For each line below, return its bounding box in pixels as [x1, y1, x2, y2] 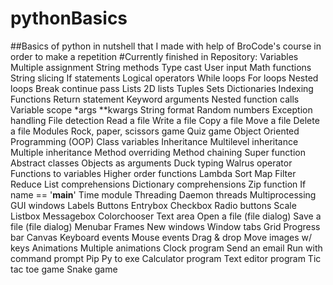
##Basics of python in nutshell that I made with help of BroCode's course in [10, 40, 322, 52]
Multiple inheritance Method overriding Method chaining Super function [10, 146, 306, 158]
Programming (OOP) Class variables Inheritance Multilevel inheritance [10, 135, 299, 147]
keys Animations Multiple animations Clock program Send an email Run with [10, 242, 323, 254]
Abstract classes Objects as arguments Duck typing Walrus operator [10, 157, 293, 169]
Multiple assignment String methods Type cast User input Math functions [10, 61, 312, 73]
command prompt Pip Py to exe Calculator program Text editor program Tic [10, 252, 322, 264]
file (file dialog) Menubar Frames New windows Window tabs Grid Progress [10, 220, 321, 232]
